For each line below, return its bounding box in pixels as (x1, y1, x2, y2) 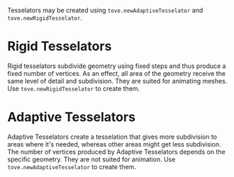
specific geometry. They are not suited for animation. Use (7, 155, 176, 164)
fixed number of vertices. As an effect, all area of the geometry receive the (7, 69, 225, 77)
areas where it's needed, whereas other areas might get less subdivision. (7, 139, 221, 148)
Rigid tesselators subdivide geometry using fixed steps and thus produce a (7, 62, 226, 70)
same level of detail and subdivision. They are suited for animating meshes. (7, 76, 228, 85)
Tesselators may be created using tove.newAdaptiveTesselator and (7, 6, 204, 14)
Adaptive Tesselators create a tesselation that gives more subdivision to (7, 132, 218, 141)
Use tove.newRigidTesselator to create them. (7, 84, 140, 93)
